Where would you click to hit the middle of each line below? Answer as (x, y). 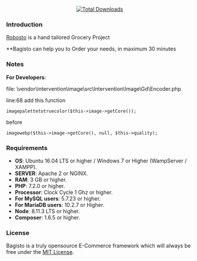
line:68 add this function (36, 100)
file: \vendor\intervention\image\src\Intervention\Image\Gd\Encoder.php (94, 88)
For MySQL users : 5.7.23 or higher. (58, 198)
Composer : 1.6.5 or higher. (47, 217)
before (14, 122)
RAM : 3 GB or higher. (41, 179)
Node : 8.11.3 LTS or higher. (47, 211)
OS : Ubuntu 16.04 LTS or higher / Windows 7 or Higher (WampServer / (101, 161)
